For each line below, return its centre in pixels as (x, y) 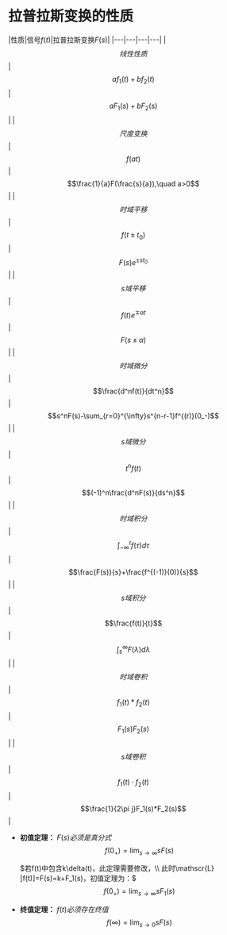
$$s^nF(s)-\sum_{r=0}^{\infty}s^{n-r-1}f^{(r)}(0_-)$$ (133, 416)
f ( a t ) (133, 159)
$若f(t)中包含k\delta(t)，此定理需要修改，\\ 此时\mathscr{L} (117, 868)
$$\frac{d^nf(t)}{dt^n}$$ (133, 391)
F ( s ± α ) (133, 340)
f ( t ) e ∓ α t (133, 314)
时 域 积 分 (133, 519)
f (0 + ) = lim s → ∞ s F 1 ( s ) (139, 892)
